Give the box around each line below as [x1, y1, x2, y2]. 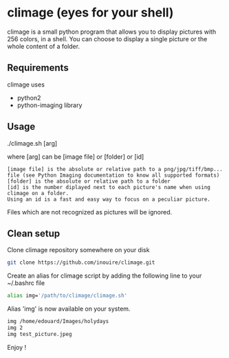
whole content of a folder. [7, 42, 80, 50]
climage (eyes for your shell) [7, 5, 174, 21]
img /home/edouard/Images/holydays [7, 318, 109, 325]
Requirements [7, 62, 69, 74]
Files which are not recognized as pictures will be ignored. [7, 208, 173, 216]
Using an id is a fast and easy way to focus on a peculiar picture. [7, 196, 211, 203]
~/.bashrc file [7, 279, 45, 287]
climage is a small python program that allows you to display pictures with [7, 27, 217, 36]
